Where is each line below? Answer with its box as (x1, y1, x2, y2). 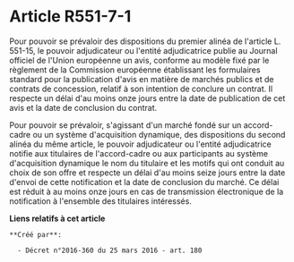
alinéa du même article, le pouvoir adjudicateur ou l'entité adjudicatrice (9, 139, 272, 149)
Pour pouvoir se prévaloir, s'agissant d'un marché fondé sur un (9, 119, 242, 131)
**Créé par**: (9, 230, 63, 239)
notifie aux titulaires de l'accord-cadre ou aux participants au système (9, 148, 269, 158)
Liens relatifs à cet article (9, 213, 106, 224)
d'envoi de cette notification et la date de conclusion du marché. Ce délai (9, 176, 280, 187)
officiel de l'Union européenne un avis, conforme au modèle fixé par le (9, 55, 270, 65)
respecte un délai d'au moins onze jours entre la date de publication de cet (9, 92, 286, 104)
